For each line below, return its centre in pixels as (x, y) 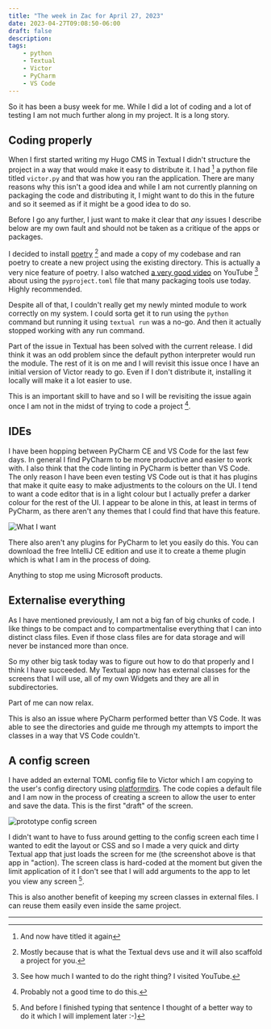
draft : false (30, 31)
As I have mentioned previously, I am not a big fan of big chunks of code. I (132, 620)
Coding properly (50, 140)
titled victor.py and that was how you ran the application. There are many (131, 178)
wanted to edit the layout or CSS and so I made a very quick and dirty (124, 846)
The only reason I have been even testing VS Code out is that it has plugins (133, 476)
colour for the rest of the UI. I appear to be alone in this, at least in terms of (133, 502)
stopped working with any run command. (77, 331)
